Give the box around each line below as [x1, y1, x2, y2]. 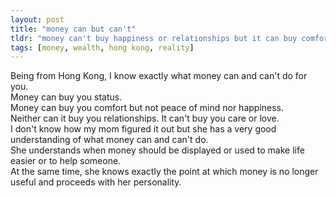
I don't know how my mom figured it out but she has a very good [10, 123, 277, 135]
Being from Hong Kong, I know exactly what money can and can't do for [10, 70, 308, 82]
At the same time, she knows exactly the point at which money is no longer [10, 166, 319, 178]
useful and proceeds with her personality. [10, 176, 182, 188]
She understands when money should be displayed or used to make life [10, 144, 305, 156]
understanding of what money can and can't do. [10, 134, 209, 146]
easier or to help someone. [10, 155, 122, 167]
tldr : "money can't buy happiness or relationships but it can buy [10, 33, 298, 43]
